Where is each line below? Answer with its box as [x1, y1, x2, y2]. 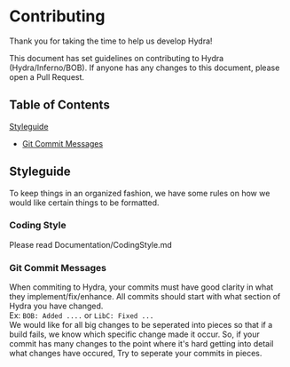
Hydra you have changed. [9, 300, 104, 312]
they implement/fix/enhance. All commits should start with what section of [9, 291, 281, 302]
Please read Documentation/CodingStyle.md [9, 239, 172, 250]
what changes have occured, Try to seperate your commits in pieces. [9, 348, 263, 359]
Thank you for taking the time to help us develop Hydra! [9, 36, 213, 46]
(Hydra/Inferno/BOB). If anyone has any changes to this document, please [9, 62, 280, 73]
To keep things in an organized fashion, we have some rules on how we [9, 187, 270, 198]
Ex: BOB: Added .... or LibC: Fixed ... [9, 310, 154, 321]
